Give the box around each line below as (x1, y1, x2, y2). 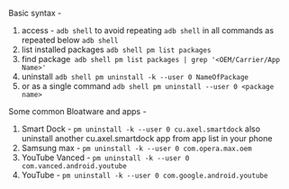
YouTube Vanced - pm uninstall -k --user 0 (21, 152, 190, 163)
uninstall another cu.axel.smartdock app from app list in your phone (21, 133, 273, 143)
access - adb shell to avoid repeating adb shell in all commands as (21, 25, 275, 35)
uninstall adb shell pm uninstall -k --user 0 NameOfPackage (21, 71, 249, 82)
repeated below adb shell (21, 35, 119, 45)
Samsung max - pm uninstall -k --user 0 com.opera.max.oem (21, 143, 253, 153)
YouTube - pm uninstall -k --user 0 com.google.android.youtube (21, 170, 268, 180)
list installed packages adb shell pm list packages (21, 44, 212, 55)
